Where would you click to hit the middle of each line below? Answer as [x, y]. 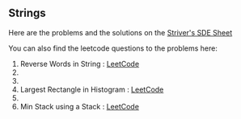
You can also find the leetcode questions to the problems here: [113, 48]
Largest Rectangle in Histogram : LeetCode [92, 89]
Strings [27, 13]
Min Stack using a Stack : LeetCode [80, 106]
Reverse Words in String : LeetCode [80, 64]
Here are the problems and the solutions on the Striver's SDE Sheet [120, 32]
